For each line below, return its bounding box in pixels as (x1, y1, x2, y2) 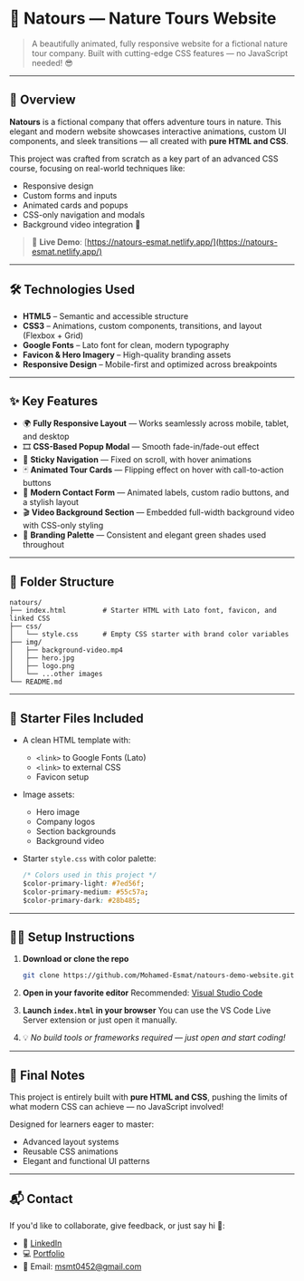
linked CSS (9, 614, 51, 624)
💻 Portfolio (22, 1247, 65, 1258)
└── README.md (9, 677, 63, 687)
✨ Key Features (9, 393, 98, 409)
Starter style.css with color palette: (22, 853, 157, 864)
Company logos (35, 816, 96, 827)
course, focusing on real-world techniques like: (9, 162, 185, 173)
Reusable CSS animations (22, 1146, 119, 1157)
